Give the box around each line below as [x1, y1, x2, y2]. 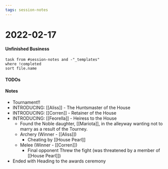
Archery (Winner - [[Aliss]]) [20, 131, 77, 137]
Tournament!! [12, 99, 41, 105]
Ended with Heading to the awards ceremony [12, 158, 106, 164]
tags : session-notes [5, 7, 49, 13]
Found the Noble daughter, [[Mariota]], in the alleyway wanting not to [20, 120, 163, 126]
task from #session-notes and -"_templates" [5, 57, 100, 62]
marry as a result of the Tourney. [20, 126, 88, 132]
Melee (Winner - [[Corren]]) [20, 142, 78, 148]
